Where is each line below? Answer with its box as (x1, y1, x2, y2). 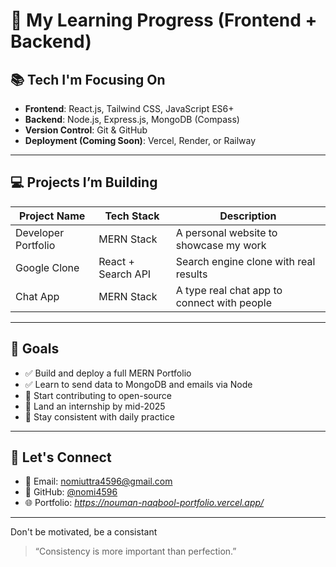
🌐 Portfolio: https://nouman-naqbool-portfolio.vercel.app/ (24, 497, 265, 509)
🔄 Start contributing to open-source (24, 389, 172, 401)
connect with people (175, 295, 273, 309)
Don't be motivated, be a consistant (10, 526, 158, 538)
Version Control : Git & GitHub (24, 124, 148, 136)
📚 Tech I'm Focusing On (10, 71, 166, 88)
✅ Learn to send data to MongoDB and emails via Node (24, 378, 253, 390)
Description (219, 209, 277, 223)
